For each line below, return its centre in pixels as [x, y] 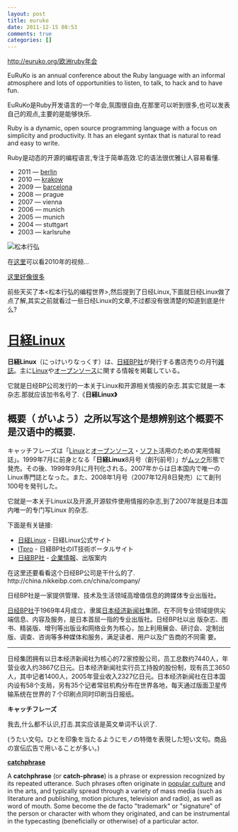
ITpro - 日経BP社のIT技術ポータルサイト [76, 549]
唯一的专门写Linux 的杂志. [51, 510]
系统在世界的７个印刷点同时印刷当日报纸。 [75, 694]
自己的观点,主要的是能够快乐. [50, 114]
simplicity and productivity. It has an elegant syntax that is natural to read [114, 136]
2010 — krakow [40, 179]
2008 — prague [41, 195]
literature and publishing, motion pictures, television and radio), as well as [114, 798]
